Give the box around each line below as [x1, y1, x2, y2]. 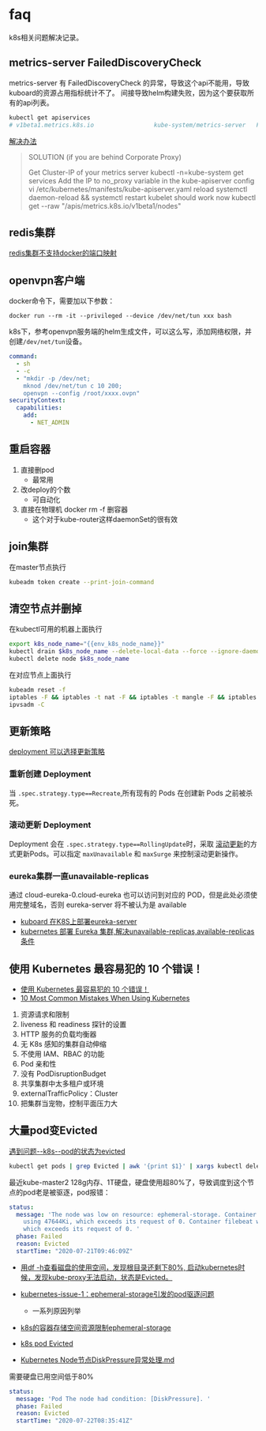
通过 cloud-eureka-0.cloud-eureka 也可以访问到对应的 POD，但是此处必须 [9, 890, 251, 900]
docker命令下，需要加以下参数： [9, 296, 115, 306]
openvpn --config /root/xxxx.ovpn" [23, 389, 140, 397]
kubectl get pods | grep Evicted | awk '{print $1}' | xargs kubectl [9, 1162, 243, 1170]
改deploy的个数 [20, 485, 71, 494]
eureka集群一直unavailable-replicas [9, 870, 149, 882]
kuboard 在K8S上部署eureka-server [20, 917, 137, 927]
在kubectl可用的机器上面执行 [9, 625, 103, 634]
